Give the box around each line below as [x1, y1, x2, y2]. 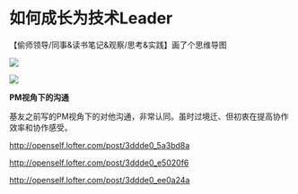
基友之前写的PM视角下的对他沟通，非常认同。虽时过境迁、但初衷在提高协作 [9, 111, 289, 122]
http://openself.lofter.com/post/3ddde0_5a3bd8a [9, 139, 190, 150]
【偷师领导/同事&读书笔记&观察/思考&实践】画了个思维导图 [9, 39, 227, 50]
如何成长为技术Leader [9, 8, 173, 29]
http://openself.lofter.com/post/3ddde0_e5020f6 [9, 157, 189, 168]
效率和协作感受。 [9, 122, 73, 132]
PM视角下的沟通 [9, 91, 70, 103]
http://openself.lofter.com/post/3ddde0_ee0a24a [9, 174, 190, 185]
